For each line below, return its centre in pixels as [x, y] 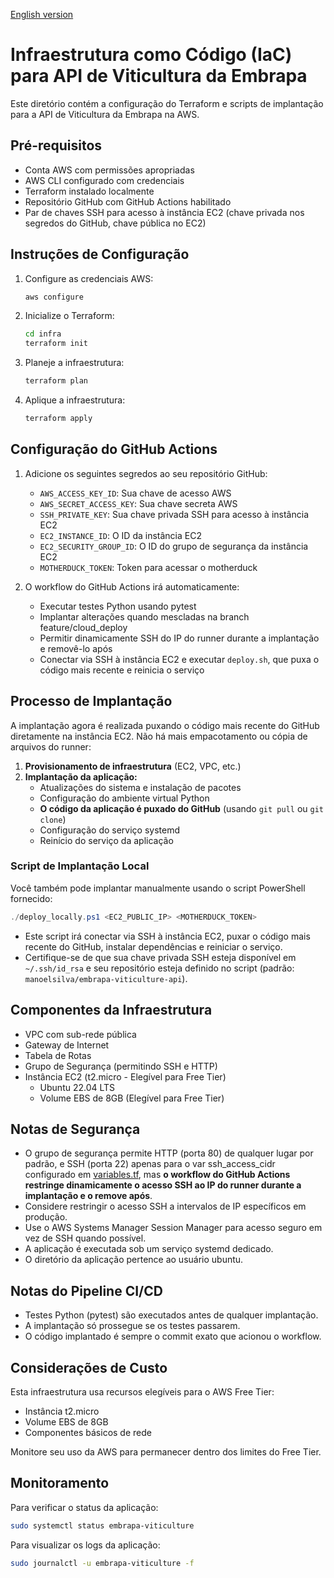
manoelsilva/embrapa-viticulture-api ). [106, 978]
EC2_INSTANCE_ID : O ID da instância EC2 [120, 535]
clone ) [53, 819]
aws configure [54, 297]
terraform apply [58, 419]
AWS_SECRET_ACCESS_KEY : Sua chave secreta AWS [138, 503]
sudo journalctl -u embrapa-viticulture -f [102, 1563]
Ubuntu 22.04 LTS [77, 1087]
